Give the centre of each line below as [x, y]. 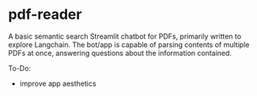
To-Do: [20, 68]
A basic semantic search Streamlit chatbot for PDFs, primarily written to [125, 36]
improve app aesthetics [58, 83]
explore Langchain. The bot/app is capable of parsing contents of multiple [129, 44]
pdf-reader [45, 15]
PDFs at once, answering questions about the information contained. [120, 53]
